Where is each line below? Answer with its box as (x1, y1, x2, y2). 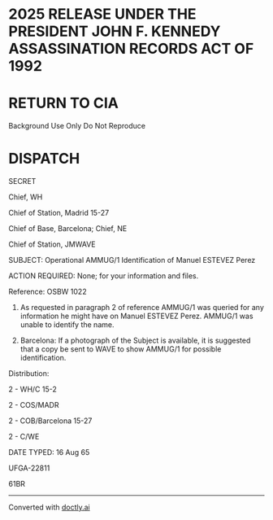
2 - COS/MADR (8, 400, 59, 410)
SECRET (8, 177, 37, 186)
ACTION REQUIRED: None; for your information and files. (8, 271, 199, 281)
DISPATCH (8, 150, 80, 168)
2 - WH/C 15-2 (8, 384, 57, 395)
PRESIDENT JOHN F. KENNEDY (8, 22, 221, 41)
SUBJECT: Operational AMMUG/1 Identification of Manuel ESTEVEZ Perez (8, 256, 256, 265)
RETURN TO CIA (8, 94, 119, 112)
